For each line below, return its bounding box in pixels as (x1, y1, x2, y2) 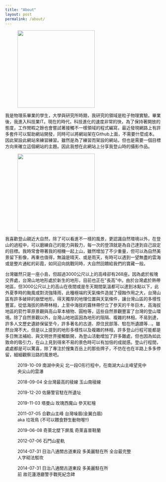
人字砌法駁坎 (17, 455, 43, 461)
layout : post (5, 12, 32, 17)
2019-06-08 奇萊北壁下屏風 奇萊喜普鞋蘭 (17, 427, 101, 433)
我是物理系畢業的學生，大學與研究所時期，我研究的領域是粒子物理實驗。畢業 (5, 113, 161, 119)
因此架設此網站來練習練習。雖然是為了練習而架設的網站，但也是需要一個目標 (5, 137, 161, 143)
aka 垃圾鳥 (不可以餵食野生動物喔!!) (17, 417, 89, 423)
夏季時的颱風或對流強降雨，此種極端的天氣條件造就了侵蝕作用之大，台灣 (9, 290, 157, 296)
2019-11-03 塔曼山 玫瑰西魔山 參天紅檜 (17, 400, 96, 406)
